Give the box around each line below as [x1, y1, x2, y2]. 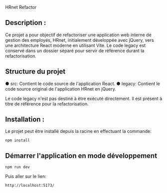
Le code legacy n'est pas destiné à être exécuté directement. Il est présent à [5, 96, 163, 101]
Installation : [5, 115, 45, 124]
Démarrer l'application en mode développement [5, 151, 158, 160]
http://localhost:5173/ [5, 183, 55, 188]
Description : [5, 18, 46, 27]
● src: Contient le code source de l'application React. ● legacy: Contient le [5, 81, 161, 87]
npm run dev [5, 165, 30, 170]
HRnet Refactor [5, 4, 37, 10]
